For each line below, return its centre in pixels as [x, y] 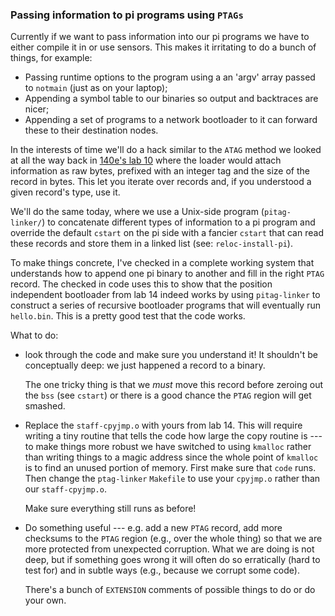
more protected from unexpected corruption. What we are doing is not [169, 549]
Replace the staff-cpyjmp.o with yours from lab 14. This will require [163, 425]
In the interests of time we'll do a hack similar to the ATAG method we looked [166, 150]
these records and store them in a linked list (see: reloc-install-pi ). [151, 244]
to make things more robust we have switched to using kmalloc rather [168, 447]
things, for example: [51, 58]
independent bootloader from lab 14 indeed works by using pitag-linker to [165, 295]
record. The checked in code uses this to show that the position [141, 284]
